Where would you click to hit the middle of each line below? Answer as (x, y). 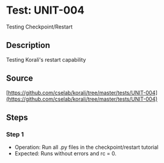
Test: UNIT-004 (45, 10)
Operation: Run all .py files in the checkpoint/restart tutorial (86, 147)
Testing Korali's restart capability (46, 59)
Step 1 (15, 134)
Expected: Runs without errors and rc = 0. (65, 154)
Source (20, 79)
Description (28, 45)
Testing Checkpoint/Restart (39, 27)
